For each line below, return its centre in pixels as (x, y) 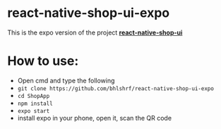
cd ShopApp (34, 96)
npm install (35, 104)
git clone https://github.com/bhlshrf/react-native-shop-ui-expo (115, 88)
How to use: (43, 61)
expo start (34, 111)
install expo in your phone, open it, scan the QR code (94, 118)
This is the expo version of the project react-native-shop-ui (95, 32)
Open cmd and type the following (66, 80)
